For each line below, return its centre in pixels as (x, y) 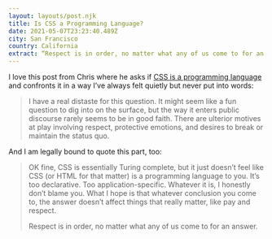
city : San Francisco (44, 39)
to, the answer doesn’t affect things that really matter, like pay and (139, 202)
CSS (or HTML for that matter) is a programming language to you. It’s (144, 176)
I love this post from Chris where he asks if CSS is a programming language (135, 77)
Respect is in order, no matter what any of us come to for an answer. (143, 226)
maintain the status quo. (69, 136)
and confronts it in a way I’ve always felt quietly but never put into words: (131, 85)
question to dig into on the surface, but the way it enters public (134, 110)
